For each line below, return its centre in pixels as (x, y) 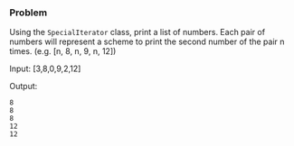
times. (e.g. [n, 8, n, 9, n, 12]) (63, 51)
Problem (28, 13)
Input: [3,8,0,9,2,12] (45, 68)
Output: (24, 87)
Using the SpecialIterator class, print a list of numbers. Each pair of (137, 32)
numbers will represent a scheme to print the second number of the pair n (147, 41)
